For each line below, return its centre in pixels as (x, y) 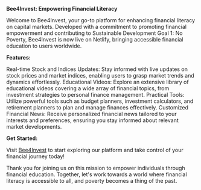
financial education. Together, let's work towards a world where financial (97, 174)
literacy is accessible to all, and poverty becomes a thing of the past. (92, 181)
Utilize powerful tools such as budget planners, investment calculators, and (100, 101)
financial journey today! (36, 156)
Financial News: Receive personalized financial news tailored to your (91, 114)
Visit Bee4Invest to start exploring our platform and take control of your (95, 150)
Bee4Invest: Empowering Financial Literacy (62, 9)
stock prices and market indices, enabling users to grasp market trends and (100, 75)
